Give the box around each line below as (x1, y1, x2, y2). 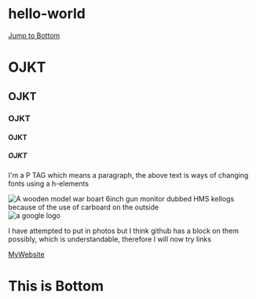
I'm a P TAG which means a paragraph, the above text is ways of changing (8, 171, 249, 179)
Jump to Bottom (8, 31, 60, 40)
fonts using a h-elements (8, 179, 89, 188)
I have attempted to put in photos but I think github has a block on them (8, 226, 240, 235)
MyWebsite (8, 249, 45, 259)
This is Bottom (8, 277, 104, 295)
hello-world (8, 5, 86, 23)
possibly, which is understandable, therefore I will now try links (8, 234, 212, 244)
